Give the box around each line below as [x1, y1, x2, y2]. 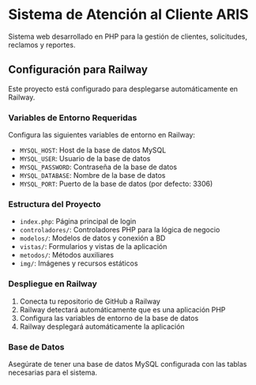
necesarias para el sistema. [8, 368, 97, 377]
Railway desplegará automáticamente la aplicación [19, 322, 185, 331]
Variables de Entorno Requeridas [8, 112, 137, 123]
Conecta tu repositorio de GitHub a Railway [19, 296, 160, 306]
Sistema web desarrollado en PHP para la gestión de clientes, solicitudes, [8, 32, 247, 41]
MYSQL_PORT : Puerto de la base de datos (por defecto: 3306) [19, 179, 213, 189]
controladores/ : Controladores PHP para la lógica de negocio [19, 225, 220, 235]
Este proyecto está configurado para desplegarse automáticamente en [8, 84, 239, 93]
